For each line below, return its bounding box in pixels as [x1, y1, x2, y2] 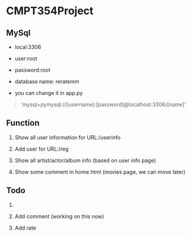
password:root [14, 66, 50, 74]
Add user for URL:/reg [14, 145, 69, 152]
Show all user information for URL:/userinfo [14, 133, 121, 141]
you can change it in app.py [14, 90, 83, 96]
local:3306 [14, 43, 42, 50]
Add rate [14, 224, 37, 231]
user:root [14, 55, 37, 62]
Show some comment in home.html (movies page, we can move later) [14, 168, 186, 176]
